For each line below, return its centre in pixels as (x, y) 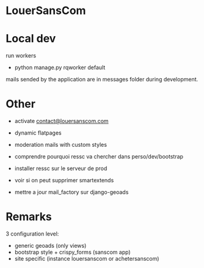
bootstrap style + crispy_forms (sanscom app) (72, 252)
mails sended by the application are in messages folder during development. (102, 80)
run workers (21, 56)
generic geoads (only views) (50, 246)
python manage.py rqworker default (60, 67)
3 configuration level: (32, 234)
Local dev (31, 39)
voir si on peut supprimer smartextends (64, 181)
